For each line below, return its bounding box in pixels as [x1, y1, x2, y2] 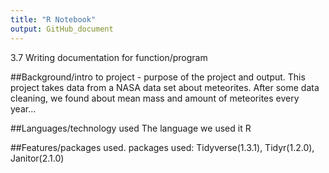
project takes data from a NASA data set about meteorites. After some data [10, 81, 320, 93]
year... [10, 102, 37, 115]
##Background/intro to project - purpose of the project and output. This [10, 71, 306, 83]
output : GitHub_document [10, 24, 114, 34]
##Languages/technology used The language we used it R [10, 122, 252, 134]
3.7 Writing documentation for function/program [10, 51, 208, 63]
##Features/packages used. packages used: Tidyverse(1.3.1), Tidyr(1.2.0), [10, 141, 315, 153]
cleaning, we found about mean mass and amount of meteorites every [10, 92, 300, 104]
